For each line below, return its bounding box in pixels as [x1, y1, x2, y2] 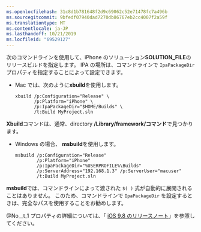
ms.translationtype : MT [6, 20, 66, 26]
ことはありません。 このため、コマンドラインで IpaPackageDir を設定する [6, 192, 188, 199]
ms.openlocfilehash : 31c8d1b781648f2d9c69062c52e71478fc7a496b [6, 8, 168, 15]
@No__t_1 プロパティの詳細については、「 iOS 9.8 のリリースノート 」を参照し [6, 212, 195, 219]
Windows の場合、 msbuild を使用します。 [14, 141, 119, 147]
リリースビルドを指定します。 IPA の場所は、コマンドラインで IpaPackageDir [6, 61, 195, 68]
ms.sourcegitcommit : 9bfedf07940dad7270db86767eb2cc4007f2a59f [6, 14, 168, 20]
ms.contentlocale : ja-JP [6, 25, 68, 32]
